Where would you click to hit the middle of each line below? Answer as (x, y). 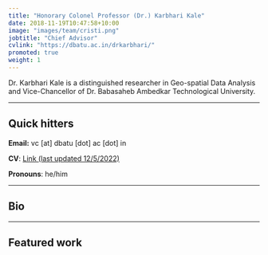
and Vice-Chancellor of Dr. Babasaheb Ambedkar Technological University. (132, 91)
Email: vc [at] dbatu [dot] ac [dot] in (67, 143)
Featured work (45, 243)
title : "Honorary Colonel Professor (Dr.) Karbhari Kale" (106, 16)
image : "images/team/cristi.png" (64, 30)
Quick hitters (41, 124)
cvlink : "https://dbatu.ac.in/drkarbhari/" (82, 45)
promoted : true (33, 53)
